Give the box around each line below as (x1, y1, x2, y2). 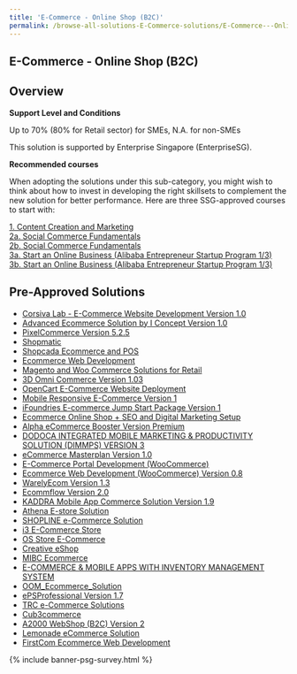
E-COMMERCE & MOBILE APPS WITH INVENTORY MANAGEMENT (21, 562, 265, 572)
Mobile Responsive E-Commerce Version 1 (21, 393, 178, 403)
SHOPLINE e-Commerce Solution (21, 515, 144, 525)
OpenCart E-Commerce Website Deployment (21, 383, 187, 394)
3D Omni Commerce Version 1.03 (21, 373, 144, 385)
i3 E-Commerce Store (21, 524, 102, 535)
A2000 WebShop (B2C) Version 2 (21, 618, 145, 629)
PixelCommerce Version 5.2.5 (21, 326, 130, 337)
